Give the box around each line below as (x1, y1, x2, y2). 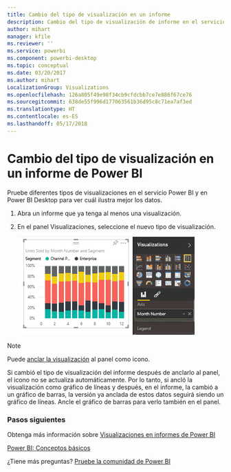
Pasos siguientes (7, 415, 66, 424)
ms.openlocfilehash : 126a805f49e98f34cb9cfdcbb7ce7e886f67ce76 (7, 91, 192, 98)
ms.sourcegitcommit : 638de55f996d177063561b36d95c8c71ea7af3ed (7, 99, 192, 106)
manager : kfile (7, 33, 51, 40)
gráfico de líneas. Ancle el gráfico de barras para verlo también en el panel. (7, 397, 221, 406)
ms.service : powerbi (7, 48, 67, 55)
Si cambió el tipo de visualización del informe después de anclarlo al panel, (7, 368, 221, 376)
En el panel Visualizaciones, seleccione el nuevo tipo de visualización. (16, 222, 216, 230)
